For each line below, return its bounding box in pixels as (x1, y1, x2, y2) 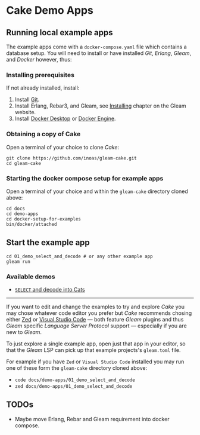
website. (14, 109, 36, 116)
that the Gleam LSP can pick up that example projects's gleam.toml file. (6, 347, 181, 353)
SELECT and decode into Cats (14, 286, 85, 293)
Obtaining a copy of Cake (6, 130, 81, 138)
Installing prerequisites (6, 71, 74, 79)
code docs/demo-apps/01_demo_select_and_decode (14, 377, 135, 383)
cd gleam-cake (6, 160, 42, 166)
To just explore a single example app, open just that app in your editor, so (6, 340, 186, 347)
